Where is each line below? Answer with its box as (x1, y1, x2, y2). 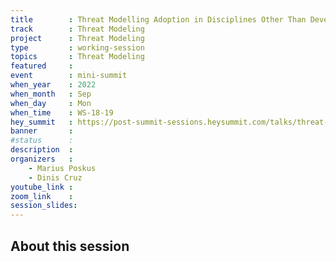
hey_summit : (10, 117, 74, 127)
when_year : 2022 (10, 80, 97, 90)
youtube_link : (10, 182, 74, 192)
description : (10, 145, 74, 155)
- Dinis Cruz (28, 172, 83, 183)
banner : (10, 126, 74, 136)
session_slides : (10, 201, 78, 211)
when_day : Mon (10, 98, 92, 108)
